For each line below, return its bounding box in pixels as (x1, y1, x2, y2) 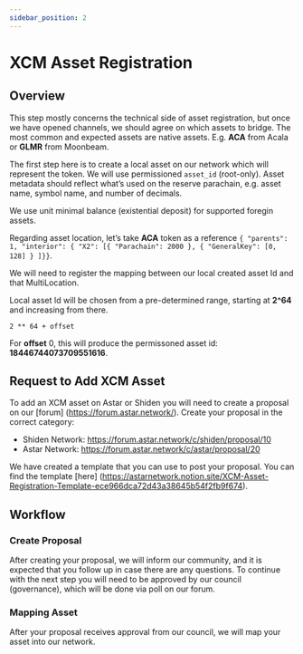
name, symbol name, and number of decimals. (9, 188, 183, 198)
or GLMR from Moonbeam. (9, 141, 109, 152)
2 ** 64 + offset (9, 322, 75, 331)
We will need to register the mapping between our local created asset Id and (9, 267, 294, 278)
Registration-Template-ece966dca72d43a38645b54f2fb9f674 (9, 481, 243, 492)
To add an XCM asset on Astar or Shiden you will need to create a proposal (9, 398, 289, 409)
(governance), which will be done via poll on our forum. (9, 583, 215, 594)
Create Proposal (9, 534, 82, 546)
